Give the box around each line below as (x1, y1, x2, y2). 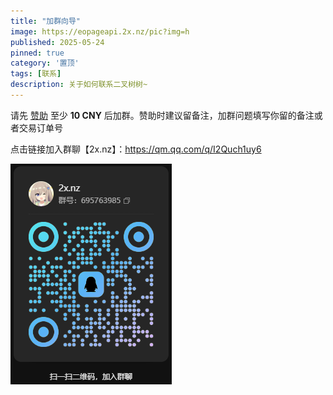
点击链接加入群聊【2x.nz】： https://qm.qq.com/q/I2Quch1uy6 (10, 143, 262, 155)
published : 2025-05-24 (10, 37, 105, 47)
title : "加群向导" (10, 16, 82, 26)
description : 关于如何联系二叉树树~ (10, 80, 148, 90)
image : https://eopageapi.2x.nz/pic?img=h (10, 26, 190, 37)
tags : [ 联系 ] (10, 69, 62, 79)
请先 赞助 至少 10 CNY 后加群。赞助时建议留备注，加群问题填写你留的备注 (10, 109, 315, 121)
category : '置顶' (10, 58, 80, 69)
